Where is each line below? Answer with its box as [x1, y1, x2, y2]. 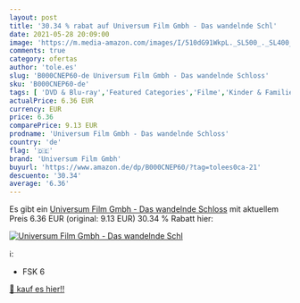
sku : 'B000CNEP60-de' [9, 80, 90, 88]
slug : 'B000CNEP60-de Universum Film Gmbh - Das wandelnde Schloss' [9, 72, 270, 80]
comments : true [9, 46, 66, 55]
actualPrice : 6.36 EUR [9, 96, 94, 105]
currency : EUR [9, 105, 62, 114]
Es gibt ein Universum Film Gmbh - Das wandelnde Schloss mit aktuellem [9, 204, 279, 215]
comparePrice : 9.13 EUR [9, 122, 98, 130]
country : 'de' [9, 138, 62, 147]
